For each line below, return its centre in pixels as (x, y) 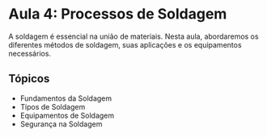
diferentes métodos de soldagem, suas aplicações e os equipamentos (125, 44)
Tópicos (29, 79)
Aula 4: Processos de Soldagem (118, 14)
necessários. (30, 53)
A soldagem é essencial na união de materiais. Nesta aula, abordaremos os (133, 36)
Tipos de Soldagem (53, 106)
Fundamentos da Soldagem (66, 98)
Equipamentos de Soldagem (67, 115)
